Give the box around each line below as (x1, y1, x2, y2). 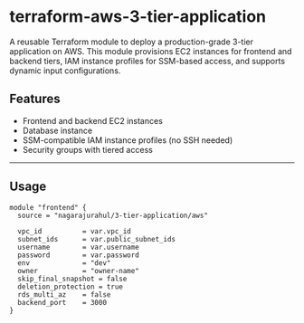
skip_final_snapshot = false (17, 274, 128, 283)
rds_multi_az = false (17, 290, 111, 299)
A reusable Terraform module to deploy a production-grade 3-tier (9, 36, 253, 47)
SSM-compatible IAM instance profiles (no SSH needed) (22, 134, 233, 146)
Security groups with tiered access (22, 144, 154, 155)
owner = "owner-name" (17, 266, 140, 275)
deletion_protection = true (17, 282, 124, 291)
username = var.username (17, 242, 140, 252)
